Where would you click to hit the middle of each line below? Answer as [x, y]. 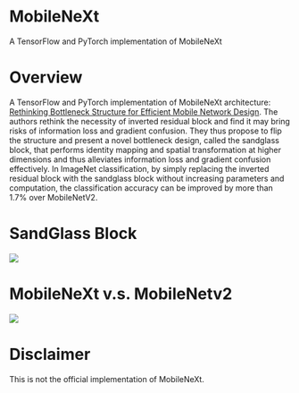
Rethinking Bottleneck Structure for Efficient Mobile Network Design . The [144, 111]
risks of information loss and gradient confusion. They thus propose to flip [146, 131]
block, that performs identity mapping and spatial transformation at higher [145, 150]
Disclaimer [50, 354]
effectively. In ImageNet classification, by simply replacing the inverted [139, 168]
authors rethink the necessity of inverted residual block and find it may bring [149, 121]
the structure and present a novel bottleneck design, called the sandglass [144, 140]
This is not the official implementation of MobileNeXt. [107, 379]
